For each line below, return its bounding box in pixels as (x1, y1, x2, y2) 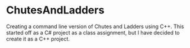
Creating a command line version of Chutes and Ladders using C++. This (6, 23, 185, 30)
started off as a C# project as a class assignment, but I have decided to (6, 29, 180, 36)
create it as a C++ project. (6, 35, 70, 42)
